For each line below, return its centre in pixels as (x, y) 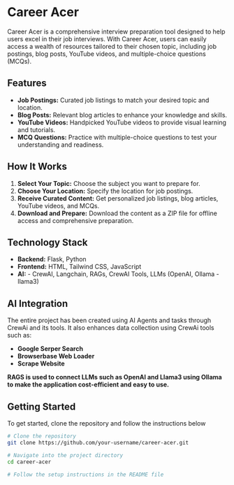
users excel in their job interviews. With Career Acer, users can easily (107, 38)
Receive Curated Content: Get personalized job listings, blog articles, (118, 198)
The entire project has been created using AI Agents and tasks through (109, 320)
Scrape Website (41, 363)
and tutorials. (36, 129)
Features (27, 84)
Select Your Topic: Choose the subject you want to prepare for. (109, 183)
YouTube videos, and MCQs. (58, 205)
